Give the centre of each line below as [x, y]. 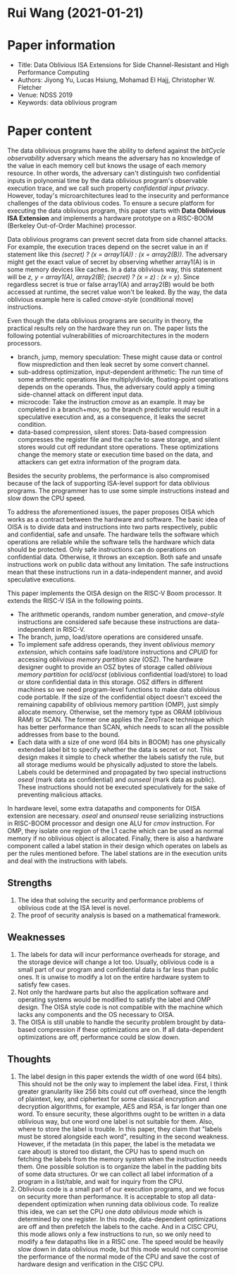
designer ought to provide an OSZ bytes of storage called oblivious [115, 667]
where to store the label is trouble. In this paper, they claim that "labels [120, 1129]
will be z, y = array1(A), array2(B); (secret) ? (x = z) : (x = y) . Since [103, 277]
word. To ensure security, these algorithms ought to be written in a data [121, 1114]
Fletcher [30, 88]
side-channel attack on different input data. [80, 394]
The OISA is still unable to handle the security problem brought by [113, 1022]
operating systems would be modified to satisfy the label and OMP [114, 999]
